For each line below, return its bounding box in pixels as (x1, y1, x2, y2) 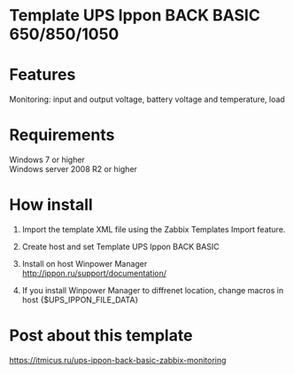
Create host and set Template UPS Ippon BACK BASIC (21, 241, 220, 252)
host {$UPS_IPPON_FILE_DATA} (21, 294, 139, 305)
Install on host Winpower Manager (21, 259, 148, 269)
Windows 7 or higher (9, 154, 86, 165)
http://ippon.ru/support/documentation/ (21, 268, 166, 278)
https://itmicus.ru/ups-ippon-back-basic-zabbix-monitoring (9, 355, 227, 365)
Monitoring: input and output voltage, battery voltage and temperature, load (9, 94, 285, 105)
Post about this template (9, 325, 193, 346)
